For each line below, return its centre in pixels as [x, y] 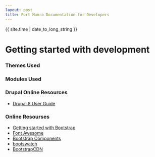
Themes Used [23, 65]
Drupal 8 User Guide [34, 103]
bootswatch [25, 144]
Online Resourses [27, 116]
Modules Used [23, 79]
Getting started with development [77, 49]
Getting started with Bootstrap [44, 128]
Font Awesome [28, 133]
